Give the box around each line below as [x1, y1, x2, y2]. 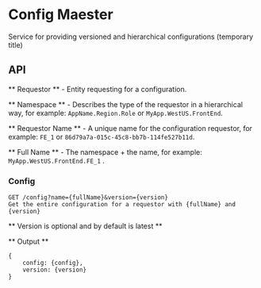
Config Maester [8, 6, 113, 24]
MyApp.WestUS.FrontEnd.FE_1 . [8, 156, 106, 165]
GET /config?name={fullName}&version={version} [8, 194, 169, 202]
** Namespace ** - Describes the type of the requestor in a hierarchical [8, 99, 244, 109]
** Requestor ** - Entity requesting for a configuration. [8, 84, 187, 94]
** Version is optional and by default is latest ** [8, 221, 163, 231]
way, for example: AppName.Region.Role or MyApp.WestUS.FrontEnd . [8, 108, 224, 117]
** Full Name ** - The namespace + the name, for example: [8, 147, 202, 156]
